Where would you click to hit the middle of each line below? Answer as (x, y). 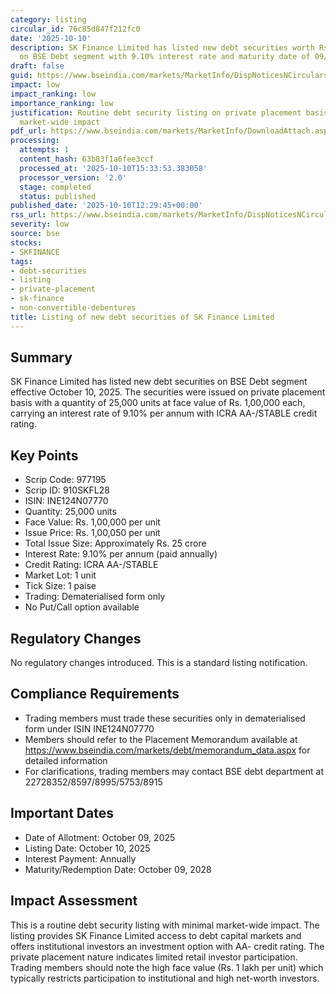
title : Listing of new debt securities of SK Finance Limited (142, 317)
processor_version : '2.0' (73, 177)
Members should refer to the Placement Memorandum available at (161, 739)
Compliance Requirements (95, 694)
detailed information (66, 760)
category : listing (48, 19)
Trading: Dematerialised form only (95, 597)
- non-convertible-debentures (73, 308)
